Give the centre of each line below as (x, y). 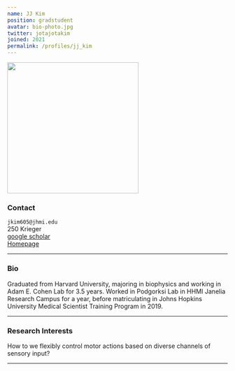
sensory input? (29, 353)
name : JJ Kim (26, 14)
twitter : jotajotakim (39, 33)
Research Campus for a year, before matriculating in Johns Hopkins (105, 298)
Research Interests (40, 330)
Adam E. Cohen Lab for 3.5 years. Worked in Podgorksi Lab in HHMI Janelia (116, 291)
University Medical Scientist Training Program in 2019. (85, 306)
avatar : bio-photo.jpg (40, 27)
